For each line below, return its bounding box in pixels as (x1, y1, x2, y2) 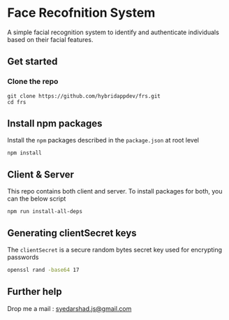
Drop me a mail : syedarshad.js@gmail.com (7, 304, 132, 312)
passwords (7, 253, 39, 261)
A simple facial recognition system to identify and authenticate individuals (7, 28, 220, 36)
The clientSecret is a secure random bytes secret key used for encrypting (7, 246, 222, 254)
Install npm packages (7, 117, 103, 130)
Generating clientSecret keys (7, 227, 138, 239)
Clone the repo (7, 77, 59, 87)
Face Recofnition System (7, 5, 156, 21)
